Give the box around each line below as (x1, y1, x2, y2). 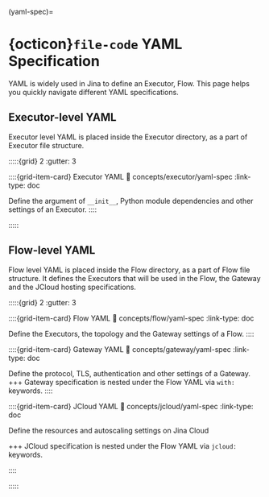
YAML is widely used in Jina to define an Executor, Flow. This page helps (8, 78, 250, 88)
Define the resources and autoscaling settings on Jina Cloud (8, 425, 209, 435)
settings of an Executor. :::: (8, 205, 97, 214)
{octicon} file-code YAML (8, 35, 183, 53)
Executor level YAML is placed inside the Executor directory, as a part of (8, 132, 248, 142)
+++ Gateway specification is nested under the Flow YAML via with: (8, 377, 235, 387)
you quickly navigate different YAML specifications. (8, 87, 179, 97)
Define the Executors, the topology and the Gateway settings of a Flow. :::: (8, 329, 255, 338)
